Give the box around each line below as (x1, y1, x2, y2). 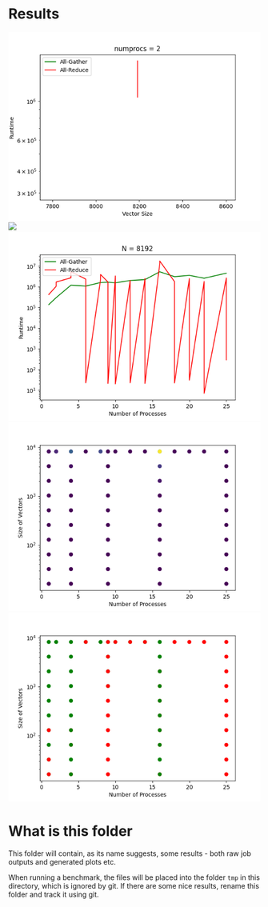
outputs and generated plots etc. (8, 857, 116, 866)
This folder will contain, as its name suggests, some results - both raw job (8, 849, 252, 858)
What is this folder (8, 822, 134, 841)
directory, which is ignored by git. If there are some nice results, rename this (8, 881, 260, 890)
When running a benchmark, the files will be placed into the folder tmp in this (8, 873, 260, 882)
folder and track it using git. (8, 889, 99, 899)
